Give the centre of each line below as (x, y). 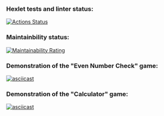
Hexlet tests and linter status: (50, 9)
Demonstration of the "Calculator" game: (67, 94)
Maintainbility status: (38, 37)
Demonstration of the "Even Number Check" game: (82, 65)
